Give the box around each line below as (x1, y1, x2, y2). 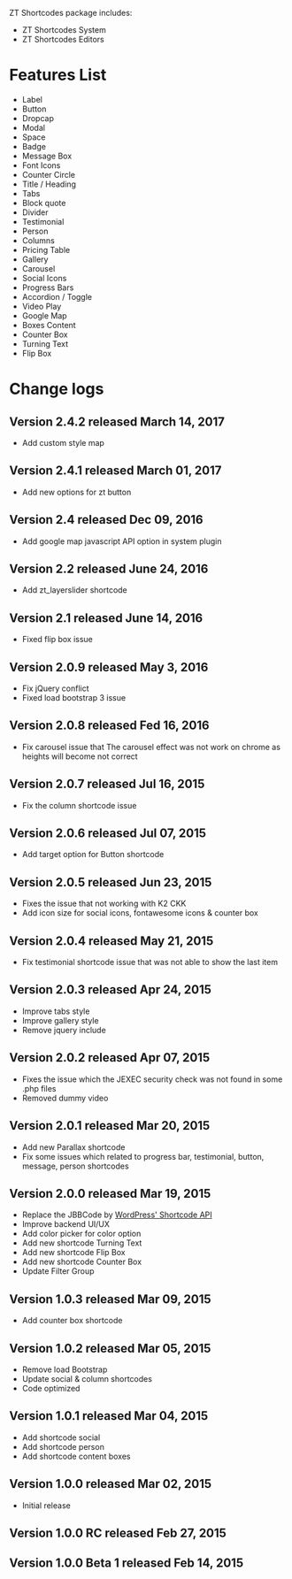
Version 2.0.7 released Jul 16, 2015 (9, 777, 205, 792)
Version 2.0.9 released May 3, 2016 (9, 659, 209, 675)
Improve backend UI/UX (21, 1219, 111, 1230)
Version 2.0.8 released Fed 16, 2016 (9, 718, 210, 733)
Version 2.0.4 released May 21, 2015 (9, 933, 214, 948)
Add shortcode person (21, 1441, 104, 1452)
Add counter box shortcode (21, 1315, 123, 1326)
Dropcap (21, 112, 55, 123)
